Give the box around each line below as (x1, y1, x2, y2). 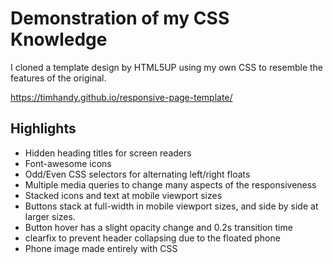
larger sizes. (24, 210, 76, 222)
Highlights (10, 120, 77, 137)
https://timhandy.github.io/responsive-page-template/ (10, 91, 233, 103)
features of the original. (10, 72, 107, 84)
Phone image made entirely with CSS (24, 242, 178, 254)
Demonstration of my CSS (10, 7, 230, 30)
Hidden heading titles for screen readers (24, 147, 192, 159)
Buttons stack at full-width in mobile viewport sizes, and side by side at (24, 200, 319, 212)
